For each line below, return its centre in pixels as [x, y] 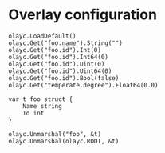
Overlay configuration [83, 15]
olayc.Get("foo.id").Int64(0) [59, 57]
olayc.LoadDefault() [43, 36]
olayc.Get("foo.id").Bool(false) [64, 78]
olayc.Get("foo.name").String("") [66, 43]
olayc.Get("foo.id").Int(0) [55, 50]
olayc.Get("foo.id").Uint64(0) [60, 71]
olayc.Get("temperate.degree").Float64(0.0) [83, 85]
